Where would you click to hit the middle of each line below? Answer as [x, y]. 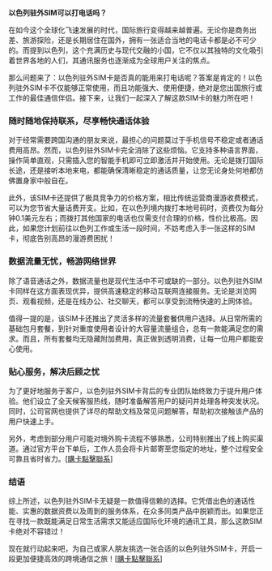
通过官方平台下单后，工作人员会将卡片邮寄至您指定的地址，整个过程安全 [143, 449]
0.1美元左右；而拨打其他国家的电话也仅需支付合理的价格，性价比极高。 [133, 218]
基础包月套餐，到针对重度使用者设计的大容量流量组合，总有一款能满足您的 [132, 328]
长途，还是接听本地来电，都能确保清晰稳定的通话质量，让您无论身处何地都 [132, 170]
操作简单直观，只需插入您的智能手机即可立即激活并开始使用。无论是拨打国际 [136, 161]
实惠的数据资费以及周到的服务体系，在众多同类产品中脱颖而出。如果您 [139, 511]
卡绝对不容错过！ [37, 531]
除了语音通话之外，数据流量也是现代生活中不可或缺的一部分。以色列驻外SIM [136, 281]
